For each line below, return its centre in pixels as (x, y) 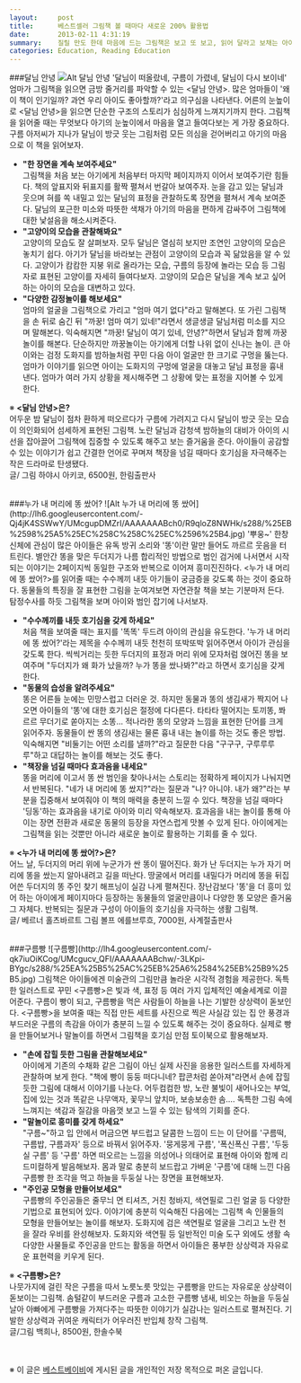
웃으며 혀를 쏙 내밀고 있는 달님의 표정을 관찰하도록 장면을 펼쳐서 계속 (142, 198)
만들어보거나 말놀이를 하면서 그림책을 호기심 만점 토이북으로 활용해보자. (143, 1035)
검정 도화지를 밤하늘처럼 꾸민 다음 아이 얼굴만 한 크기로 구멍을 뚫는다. (168, 355)
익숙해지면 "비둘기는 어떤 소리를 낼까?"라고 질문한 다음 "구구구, (133, 744)
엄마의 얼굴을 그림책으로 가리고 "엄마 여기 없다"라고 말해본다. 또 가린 (142, 310)
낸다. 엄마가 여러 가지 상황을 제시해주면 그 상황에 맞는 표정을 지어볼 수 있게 (153, 377)
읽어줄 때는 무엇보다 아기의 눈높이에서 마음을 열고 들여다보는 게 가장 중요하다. (154, 123)
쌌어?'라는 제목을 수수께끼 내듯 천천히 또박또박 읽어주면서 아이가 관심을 (166, 643)
